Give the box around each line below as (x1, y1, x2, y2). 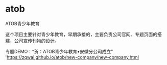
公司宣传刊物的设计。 (14, 38, 59, 44)
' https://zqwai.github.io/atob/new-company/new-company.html (5, 54, 139, 60)
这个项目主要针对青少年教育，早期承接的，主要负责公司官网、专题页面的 (5, 31, 157, 37)
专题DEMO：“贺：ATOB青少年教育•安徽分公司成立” (5, 48, 113, 54)
